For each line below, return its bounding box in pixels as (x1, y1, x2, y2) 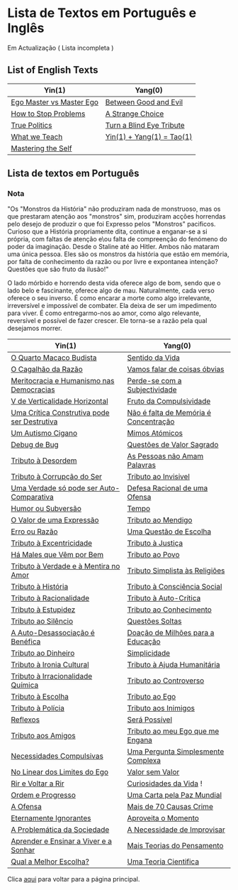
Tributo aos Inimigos (127, 703, 195, 713)
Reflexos (11, 715, 40, 725)
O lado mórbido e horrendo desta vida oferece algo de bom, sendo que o (7, 279, 221, 287)
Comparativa (11, 492, 55, 502)
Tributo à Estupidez (11, 605, 76, 615)
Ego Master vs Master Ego (11, 97, 99, 107)
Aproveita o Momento (127, 813, 200, 823)
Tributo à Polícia (11, 703, 65, 713)
